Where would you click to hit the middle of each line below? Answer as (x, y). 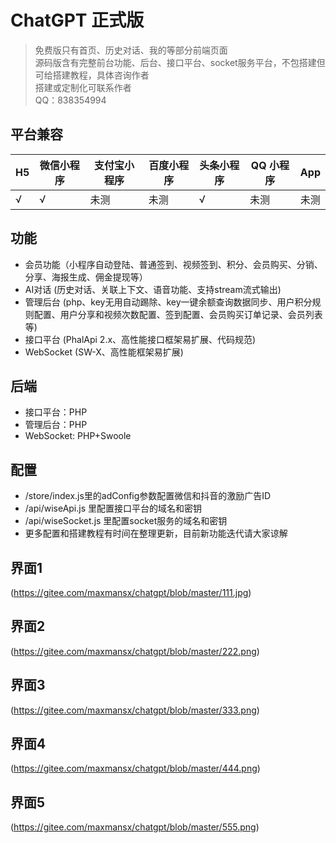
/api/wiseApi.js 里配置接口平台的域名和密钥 (113, 508)
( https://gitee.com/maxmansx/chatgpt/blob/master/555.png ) (135, 827)
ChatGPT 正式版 (77, 20)
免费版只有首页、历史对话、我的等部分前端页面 (131, 50)
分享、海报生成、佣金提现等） (86, 277)
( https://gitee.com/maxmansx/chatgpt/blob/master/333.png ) (135, 710)
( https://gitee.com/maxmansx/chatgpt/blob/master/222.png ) (135, 651)
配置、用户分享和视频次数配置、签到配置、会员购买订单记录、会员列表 (178, 314)
